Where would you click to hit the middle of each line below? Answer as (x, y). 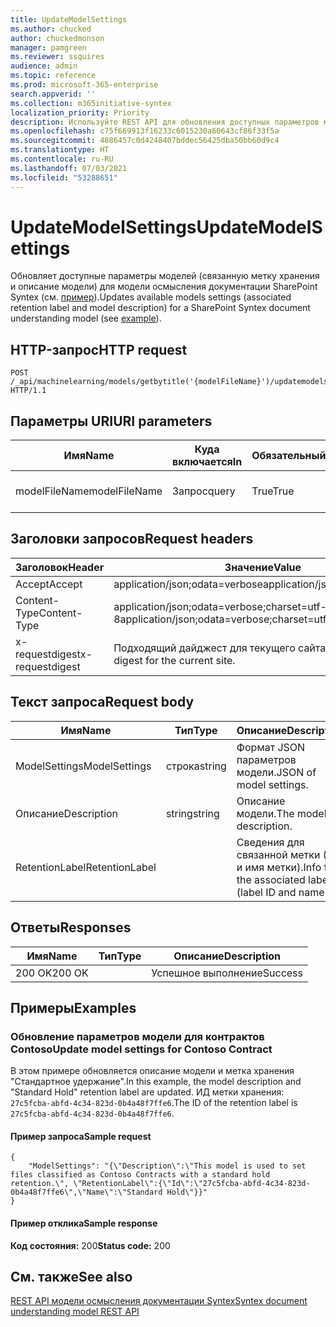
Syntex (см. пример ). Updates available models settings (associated (151, 297)
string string (192, 813)
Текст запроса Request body (102, 702)
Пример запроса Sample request (81, 1136)
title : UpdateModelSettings (69, 19)
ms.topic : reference (53, 76)
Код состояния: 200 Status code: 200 (90, 1245)
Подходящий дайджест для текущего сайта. (221, 648)
